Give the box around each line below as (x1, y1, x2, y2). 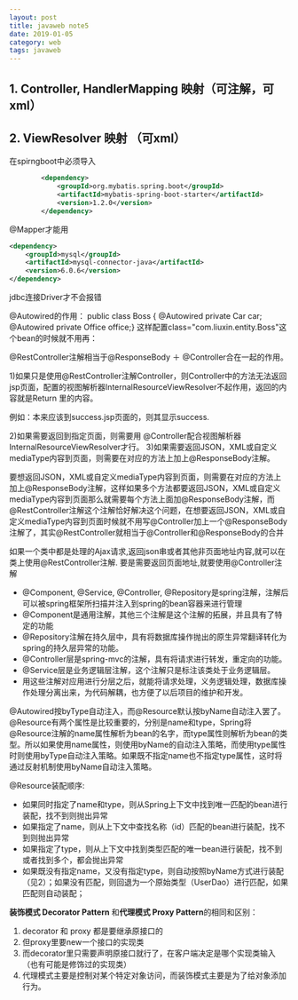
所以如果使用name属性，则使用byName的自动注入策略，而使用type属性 (24, 739, 286, 750)
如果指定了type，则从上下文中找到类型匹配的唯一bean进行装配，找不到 (21, 844, 283, 854)
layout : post (9, 12, 58, 22)
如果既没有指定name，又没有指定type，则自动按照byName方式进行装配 (21, 866, 284, 877)
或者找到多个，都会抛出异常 (21, 854, 124, 866)
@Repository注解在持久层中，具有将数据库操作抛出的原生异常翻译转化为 (21, 631, 287, 642)
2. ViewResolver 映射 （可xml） (9, 131, 186, 146)
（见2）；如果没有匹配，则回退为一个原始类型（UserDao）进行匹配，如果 (21, 877, 289, 888)
